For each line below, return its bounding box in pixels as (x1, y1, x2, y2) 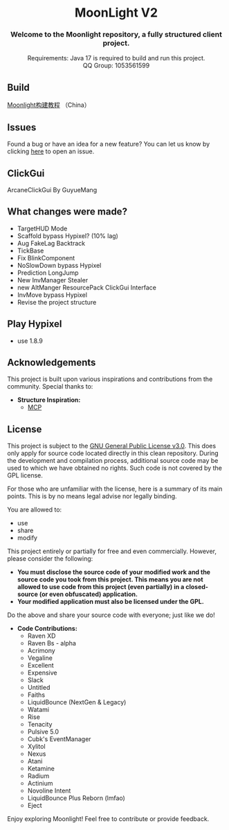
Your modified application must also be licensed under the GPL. (17, 598, 204, 606)
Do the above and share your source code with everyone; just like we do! (7, 611, 216, 619)
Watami (27, 706, 50, 714)
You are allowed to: (7, 505, 62, 514)
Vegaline (27, 654, 53, 662)
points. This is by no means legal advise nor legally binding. (7, 492, 178, 500)
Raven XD (27, 632, 56, 640)
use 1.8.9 (17, 337, 43, 345)
